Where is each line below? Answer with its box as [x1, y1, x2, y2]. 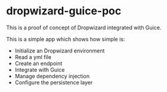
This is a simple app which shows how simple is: [6, 35, 125, 42]
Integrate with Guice [14, 66, 65, 73]
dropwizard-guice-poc [6, 4, 122, 18]
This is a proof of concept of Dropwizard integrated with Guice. [6, 24, 162, 31]
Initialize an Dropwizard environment [14, 47, 105, 54]
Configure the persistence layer [14, 79, 93, 86]
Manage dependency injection [14, 72, 90, 79]
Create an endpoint [14, 60, 63, 67]
